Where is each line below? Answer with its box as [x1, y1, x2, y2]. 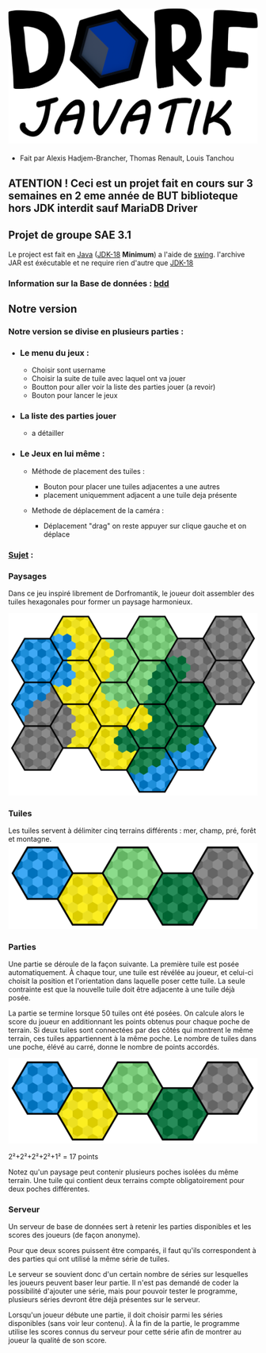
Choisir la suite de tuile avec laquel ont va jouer [31, 374, 186, 384]
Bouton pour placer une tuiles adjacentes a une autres [43, 481, 220, 491]
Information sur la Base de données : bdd [8, 278, 169, 289]
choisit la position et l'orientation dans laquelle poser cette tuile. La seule [8, 977, 245, 985]
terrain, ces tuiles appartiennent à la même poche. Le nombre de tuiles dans [8, 1034, 257, 1043]
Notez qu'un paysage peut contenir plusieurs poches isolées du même [8, 1167, 239, 1177]
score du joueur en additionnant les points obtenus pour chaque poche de [8, 1017, 251, 1026]
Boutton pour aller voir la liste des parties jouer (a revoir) [31, 382, 216, 392]
